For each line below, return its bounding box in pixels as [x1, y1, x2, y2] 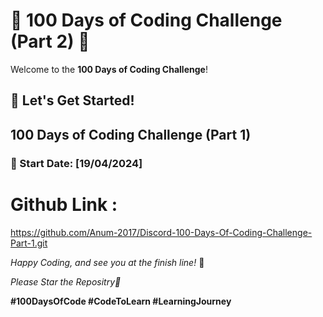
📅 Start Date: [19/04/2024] [10, 156, 143, 170]
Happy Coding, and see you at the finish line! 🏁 [10, 256, 205, 268]
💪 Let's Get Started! [10, 92, 135, 109]
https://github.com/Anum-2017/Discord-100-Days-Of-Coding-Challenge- [10, 226, 313, 238]
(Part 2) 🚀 [10, 30, 90, 53]
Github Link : [10, 193, 118, 216]
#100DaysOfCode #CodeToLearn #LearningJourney [10, 295, 232, 307]
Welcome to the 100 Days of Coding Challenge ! [10, 63, 208, 75]
